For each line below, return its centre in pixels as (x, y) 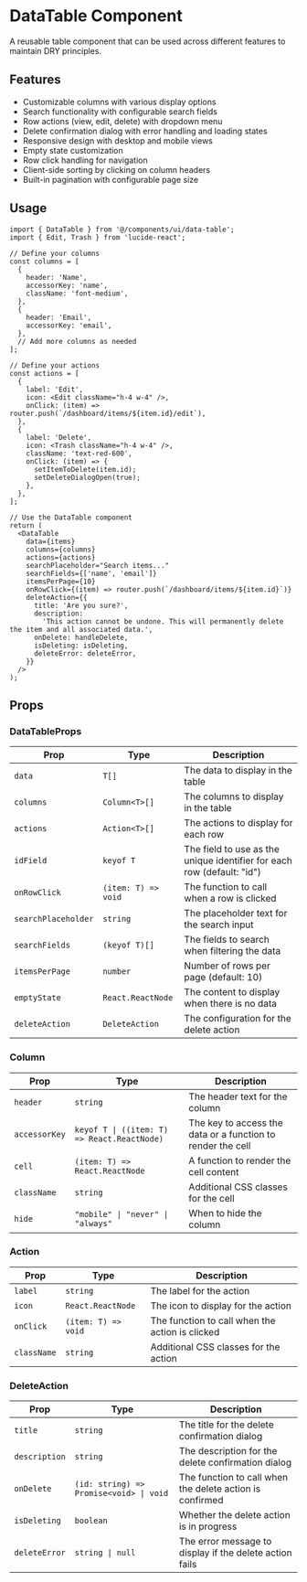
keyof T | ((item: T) (122, 1129)
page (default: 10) (223, 978)
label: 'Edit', (55, 390)
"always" (93, 1223)
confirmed (201, 1501)
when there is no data (230, 1004)
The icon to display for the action (221, 1306)
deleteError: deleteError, (85, 653)
